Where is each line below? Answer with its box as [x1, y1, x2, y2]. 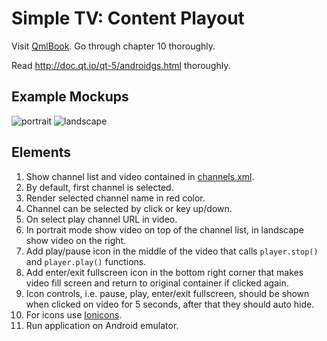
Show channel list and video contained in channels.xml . [25, 170, 255, 182]
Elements [11, 144, 72, 161]
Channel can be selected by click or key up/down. [25, 202, 233, 214]
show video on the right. [25, 234, 127, 246]
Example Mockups [11, 88, 129, 106]
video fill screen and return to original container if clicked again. [25, 277, 289, 289]
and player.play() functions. [25, 255, 147, 267]
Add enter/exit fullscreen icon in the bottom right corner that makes [25, 266, 304, 278]
